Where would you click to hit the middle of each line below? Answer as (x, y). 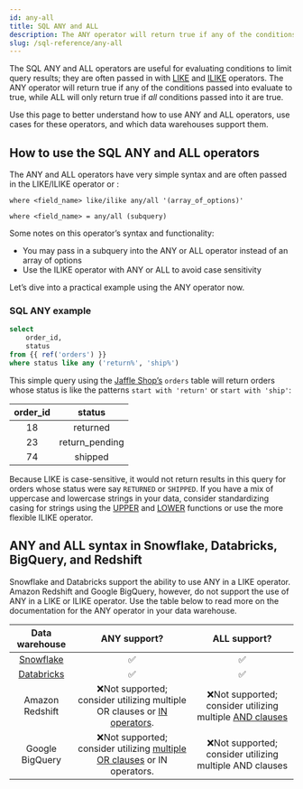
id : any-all (32, 18)
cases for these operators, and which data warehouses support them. (139, 125)
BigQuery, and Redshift (76, 560)
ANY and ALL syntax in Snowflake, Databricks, (143, 546)
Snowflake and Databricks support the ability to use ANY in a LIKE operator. (150, 581)
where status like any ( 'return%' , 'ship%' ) (94, 363)
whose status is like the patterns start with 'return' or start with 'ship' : (150, 390)
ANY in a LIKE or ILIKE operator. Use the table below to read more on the (144, 600)
